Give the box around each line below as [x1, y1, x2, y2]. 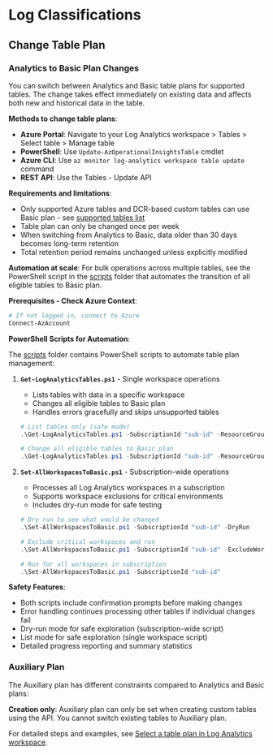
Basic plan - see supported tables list [19, 213, 145, 222]
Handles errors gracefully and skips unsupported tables [32, 407, 219, 416]
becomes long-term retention [19, 238, 119, 248]
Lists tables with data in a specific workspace [32, 390, 185, 399]
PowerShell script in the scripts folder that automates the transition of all [8, 271, 250, 281]
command [19, 164, 54, 174]
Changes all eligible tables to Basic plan [32, 398, 166, 408]
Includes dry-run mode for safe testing [32, 500, 162, 510]
